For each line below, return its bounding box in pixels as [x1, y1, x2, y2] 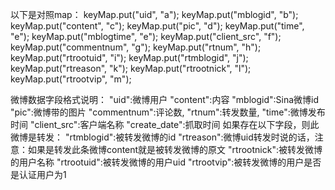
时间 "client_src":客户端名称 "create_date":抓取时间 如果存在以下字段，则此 [10, 119, 320, 130]
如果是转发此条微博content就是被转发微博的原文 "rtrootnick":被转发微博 [27, 144, 323, 155]
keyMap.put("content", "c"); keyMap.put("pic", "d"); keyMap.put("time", [10, 20, 305, 32]
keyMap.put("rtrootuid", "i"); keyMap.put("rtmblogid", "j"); [10, 52, 249, 63]
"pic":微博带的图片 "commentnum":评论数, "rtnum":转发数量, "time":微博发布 [10, 106, 326, 118]
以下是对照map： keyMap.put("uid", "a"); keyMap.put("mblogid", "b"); [10, 9, 299, 20]
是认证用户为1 [10, 169, 67, 180]
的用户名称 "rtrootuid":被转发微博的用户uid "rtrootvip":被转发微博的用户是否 [10, 156, 322, 168]
